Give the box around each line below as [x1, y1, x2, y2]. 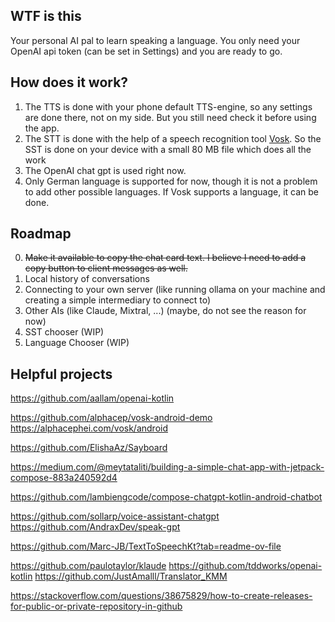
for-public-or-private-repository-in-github [10, 600, 183, 613]
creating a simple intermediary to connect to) [24, 294, 212, 306]
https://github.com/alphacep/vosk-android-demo [10, 412, 213, 424]
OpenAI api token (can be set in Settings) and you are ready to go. [10, 45, 283, 57]
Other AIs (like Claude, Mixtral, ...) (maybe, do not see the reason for [24, 305, 307, 317]
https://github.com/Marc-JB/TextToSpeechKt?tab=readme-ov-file [10, 540, 282, 553]
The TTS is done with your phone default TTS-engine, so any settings [24, 100, 313, 113]
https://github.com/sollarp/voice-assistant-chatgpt [10, 510, 220, 523]
